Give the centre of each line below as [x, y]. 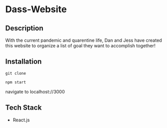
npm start [16, 82]
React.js [21, 120]
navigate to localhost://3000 [35, 91]
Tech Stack [23, 108]
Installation [23, 62]
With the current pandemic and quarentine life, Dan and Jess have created [84, 40]
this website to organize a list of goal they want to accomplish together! [80, 46]
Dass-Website [36, 9]
